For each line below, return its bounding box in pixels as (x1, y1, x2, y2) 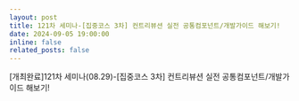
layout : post (9, 12, 58, 22)
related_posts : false (9, 46, 90, 55)
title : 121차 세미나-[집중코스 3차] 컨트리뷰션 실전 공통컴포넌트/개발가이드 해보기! (9, 21, 281, 30)
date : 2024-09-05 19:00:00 (9, 29, 110, 38)
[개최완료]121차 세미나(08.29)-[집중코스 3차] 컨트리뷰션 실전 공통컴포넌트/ (9, 72, 269, 82)
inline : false (9, 37, 62, 47)
